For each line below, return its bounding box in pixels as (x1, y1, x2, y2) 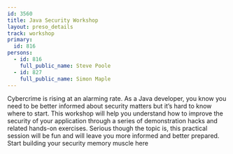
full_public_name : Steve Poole (20, 62, 111, 69)
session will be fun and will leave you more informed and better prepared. (7, 132, 220, 140)
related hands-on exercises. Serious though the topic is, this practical (7, 124, 208, 133)
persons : (7, 50, 33, 57)
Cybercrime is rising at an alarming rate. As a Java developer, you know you (7, 94, 227, 103)
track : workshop (7, 29, 55, 37)
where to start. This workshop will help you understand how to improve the (7, 109, 224, 118)
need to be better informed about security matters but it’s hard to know (7, 102, 212, 111)
